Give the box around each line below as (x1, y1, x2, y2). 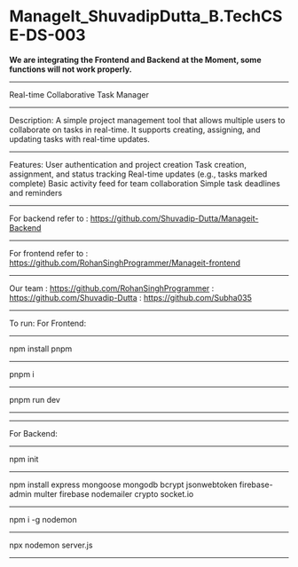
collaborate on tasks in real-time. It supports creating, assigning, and (9, 124, 261, 135)
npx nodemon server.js (9, 539, 93, 550)
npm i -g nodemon (9, 514, 77, 524)
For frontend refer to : (9, 248, 89, 258)
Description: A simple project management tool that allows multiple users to (9, 114, 286, 125)
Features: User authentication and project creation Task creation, (9, 159, 247, 169)
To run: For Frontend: (9, 318, 87, 328)
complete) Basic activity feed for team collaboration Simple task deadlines (9, 177, 281, 188)
